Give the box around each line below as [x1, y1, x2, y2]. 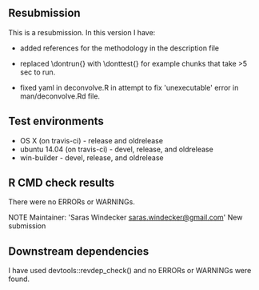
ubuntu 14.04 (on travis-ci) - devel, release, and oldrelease [19, 144, 213, 154]
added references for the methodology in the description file [19, 43, 220, 53]
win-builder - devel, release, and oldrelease [19, 152, 164, 163]
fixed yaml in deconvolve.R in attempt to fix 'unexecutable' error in [19, 83, 239, 92]
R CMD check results [8, 176, 115, 190]
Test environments [8, 115, 104, 128]
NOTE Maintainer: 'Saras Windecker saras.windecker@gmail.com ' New [8, 212, 243, 223]
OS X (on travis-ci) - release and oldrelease [19, 135, 164, 145]
